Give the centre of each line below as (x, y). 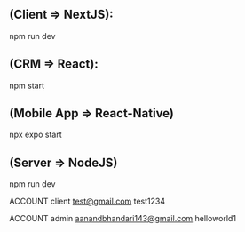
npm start (27, 85)
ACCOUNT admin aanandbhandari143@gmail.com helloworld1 (123, 219)
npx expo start (36, 135)
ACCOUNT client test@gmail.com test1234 (87, 201)
